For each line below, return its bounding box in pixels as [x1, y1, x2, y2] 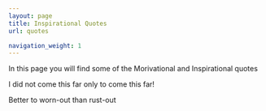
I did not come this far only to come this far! [8, 79, 155, 89]
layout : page [8, 11, 53, 20]
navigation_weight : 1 [8, 41, 82, 49]
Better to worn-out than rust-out [8, 95, 116, 105]
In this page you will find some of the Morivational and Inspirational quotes [8, 64, 259, 74]
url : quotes [8, 27, 49, 35]
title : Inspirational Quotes [8, 19, 107, 28]
